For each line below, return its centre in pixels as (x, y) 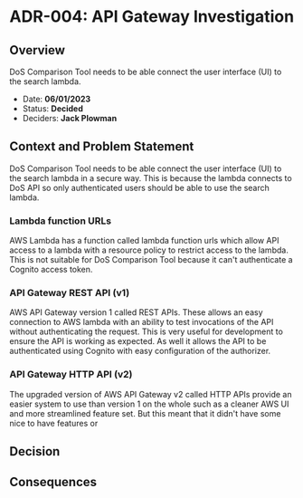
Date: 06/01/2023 (57, 99)
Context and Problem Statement (102, 147)
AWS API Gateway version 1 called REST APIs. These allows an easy (137, 312)
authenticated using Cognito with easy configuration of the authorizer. (140, 351)
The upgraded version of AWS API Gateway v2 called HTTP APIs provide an (151, 394)
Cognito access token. (51, 270)
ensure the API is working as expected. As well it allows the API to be (138, 341)
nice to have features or (54, 423)
